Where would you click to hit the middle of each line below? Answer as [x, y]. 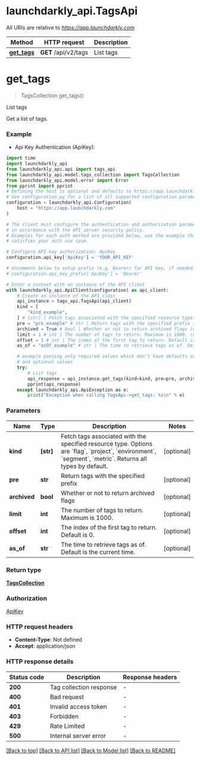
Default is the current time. [98, 552]
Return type [24, 570]
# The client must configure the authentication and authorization [92, 224]
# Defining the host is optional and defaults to [69, 191]
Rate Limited [67, 726]
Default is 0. [77, 535]
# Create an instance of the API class [66, 296]
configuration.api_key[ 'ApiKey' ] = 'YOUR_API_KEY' [70, 258]
